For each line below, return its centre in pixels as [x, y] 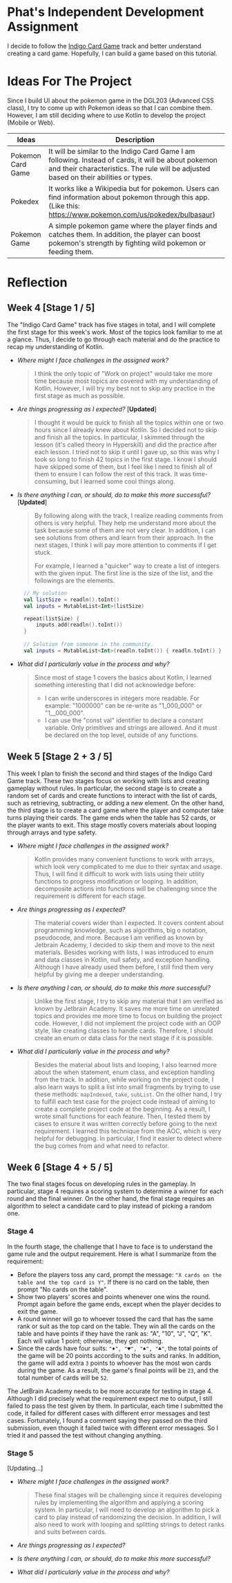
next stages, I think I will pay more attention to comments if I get [125, 545]
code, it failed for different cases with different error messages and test [109, 1413]
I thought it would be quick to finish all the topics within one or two [129, 422]
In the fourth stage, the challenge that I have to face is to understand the [110, 1246]
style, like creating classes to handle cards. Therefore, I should [124, 1030]
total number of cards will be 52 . [63, 1377]
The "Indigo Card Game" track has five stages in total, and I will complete [112, 324]
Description [135, 139]
